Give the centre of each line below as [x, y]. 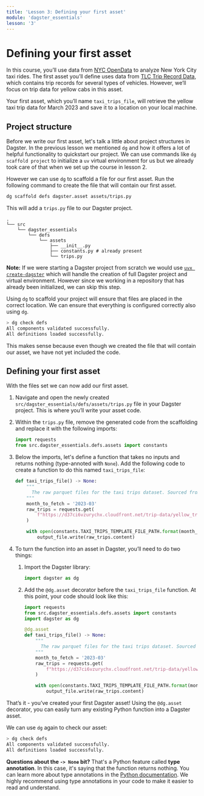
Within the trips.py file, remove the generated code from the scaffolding [106, 422]
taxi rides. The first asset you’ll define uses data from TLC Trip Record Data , [101, 77]
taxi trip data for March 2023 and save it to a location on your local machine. [102, 107]
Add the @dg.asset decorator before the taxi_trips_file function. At [110, 590]
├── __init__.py [70, 246]
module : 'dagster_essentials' [45, 18]
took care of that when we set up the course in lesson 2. [77, 167]
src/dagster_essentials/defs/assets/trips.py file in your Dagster [98, 404]
